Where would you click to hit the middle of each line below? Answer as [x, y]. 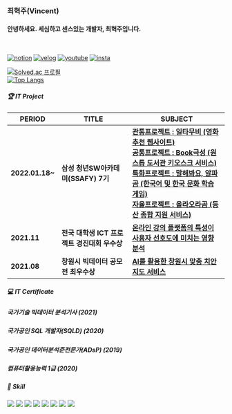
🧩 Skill [16, 386]
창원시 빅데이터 [85, 262]
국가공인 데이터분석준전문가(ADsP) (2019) [65, 350]
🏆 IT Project [25, 96]
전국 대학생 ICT [85, 233]
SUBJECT [177, 119]
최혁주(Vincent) [33, 10]
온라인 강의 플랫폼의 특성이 [173, 228]
